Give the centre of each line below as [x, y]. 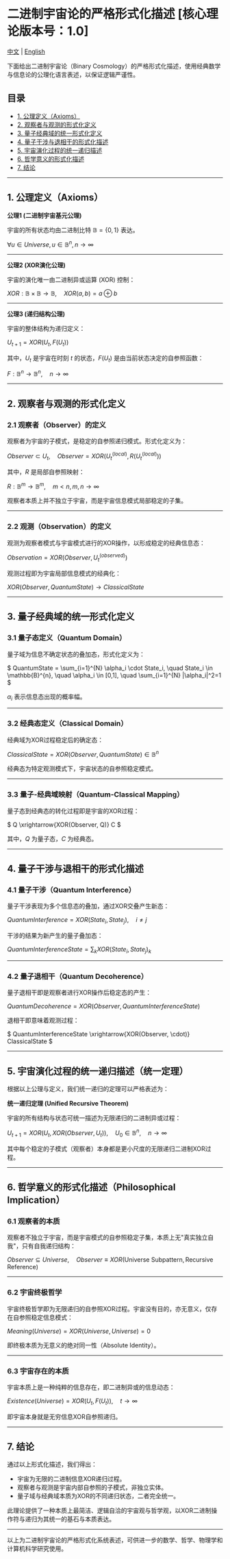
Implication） [36, 1200]
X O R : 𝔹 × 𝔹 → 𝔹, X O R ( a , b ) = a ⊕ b [62, 294]
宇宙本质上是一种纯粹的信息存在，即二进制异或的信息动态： [91, 1387]
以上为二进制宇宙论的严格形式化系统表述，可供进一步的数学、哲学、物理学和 [115, 1540]
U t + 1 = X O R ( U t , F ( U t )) [38, 343]
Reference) [23, 1267]
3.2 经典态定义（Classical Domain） [67, 723]
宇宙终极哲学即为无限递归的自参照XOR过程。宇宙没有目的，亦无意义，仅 [109, 1308]
